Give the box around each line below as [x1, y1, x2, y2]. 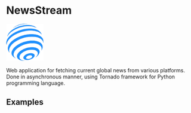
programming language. [6, 80, 66, 87]
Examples [6, 97, 44, 107]
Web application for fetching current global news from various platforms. [6, 67, 185, 74]
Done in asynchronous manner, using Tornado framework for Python [6, 73, 175, 81]
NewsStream [6, 4, 72, 17]
